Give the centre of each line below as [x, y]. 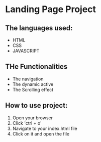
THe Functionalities [36, 67]
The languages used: [39, 28]
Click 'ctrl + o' [27, 123]
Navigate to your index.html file [45, 128]
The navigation [28, 79]
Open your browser [32, 118]
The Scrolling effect [33, 89]
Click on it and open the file [41, 134]
